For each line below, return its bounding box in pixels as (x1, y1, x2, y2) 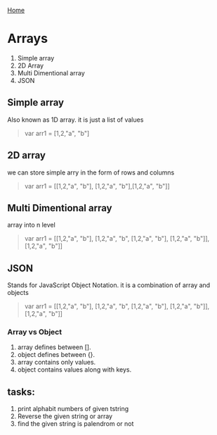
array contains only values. (17, 358, 96, 367)
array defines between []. (17, 343, 91, 351)
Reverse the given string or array (17, 412, 113, 421)
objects (7, 289, 29, 297)
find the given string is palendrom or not (17, 420, 134, 428)
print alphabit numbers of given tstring (17, 405, 129, 413)
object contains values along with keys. (17, 365, 132, 374)
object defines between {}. (17, 351, 96, 359)
